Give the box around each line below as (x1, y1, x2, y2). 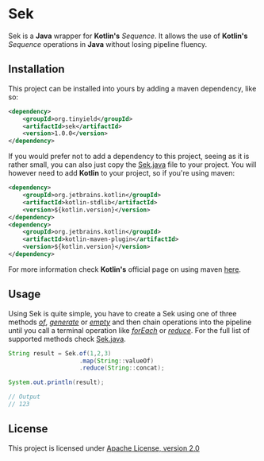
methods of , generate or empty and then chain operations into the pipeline (8, 317, 252, 327)
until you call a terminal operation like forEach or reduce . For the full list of (8, 325, 251, 335)
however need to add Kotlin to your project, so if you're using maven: (8, 169, 235, 178)
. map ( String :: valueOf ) (78, 357, 155, 365)
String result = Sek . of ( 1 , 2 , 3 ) (8, 349, 112, 358)
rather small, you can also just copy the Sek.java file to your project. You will (8, 160, 257, 169)
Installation (8, 63, 65, 76)
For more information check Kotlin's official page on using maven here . (8, 264, 242, 274)
